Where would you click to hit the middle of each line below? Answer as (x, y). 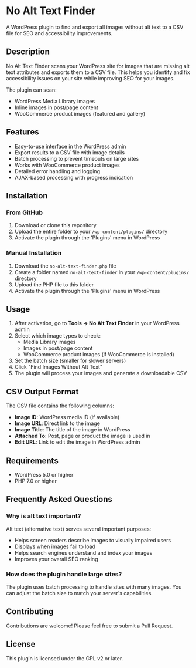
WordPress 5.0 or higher (44, 474)
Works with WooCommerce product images (67, 165)
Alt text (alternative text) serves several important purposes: (79, 529)
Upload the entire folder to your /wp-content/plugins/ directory (91, 232)
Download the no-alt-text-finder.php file (65, 266)
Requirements (32, 460)
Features (23, 132)
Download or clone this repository (55, 225)
